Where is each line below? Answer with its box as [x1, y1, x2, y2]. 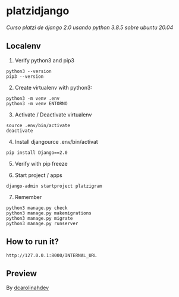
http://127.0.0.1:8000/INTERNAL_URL [6, 252, 97, 258]
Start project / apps [14, 171, 62, 179]
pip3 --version [6, 73, 44, 80]
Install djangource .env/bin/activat [14, 138, 98, 145]
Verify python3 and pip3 [14, 56, 74, 64]
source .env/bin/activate [6, 122, 70, 128]
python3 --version [6, 68, 52, 74]
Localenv [6, 41, 42, 51]
